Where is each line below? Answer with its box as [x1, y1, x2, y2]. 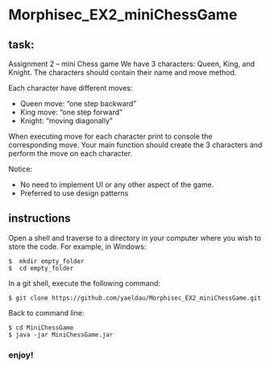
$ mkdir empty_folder [8, 257, 85, 265]
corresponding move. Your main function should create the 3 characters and [8, 140, 263, 150]
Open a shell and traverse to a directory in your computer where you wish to [8, 233, 262, 242]
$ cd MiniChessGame [8, 324, 74, 332]
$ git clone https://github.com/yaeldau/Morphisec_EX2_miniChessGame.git [8, 294, 262, 302]
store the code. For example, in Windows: [8, 242, 147, 251]
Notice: [8, 164, 33, 174]
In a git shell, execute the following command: [8, 278, 161, 287]
